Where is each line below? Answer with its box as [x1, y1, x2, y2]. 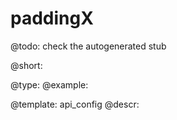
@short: [10, 59, 43, 71]
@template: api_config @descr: [10, 98, 140, 110]
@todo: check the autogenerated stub [10, 40, 167, 52]
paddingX [10, 7, 94, 30]
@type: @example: [10, 78, 89, 91]
